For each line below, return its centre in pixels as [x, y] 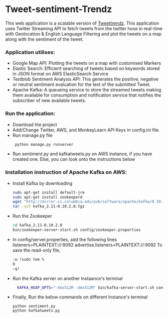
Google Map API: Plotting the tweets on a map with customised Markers [87, 63]
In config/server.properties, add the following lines [64, 239]
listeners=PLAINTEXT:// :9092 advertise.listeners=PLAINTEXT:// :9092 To [87, 245]
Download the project [35, 125]
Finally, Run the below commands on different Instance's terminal [80, 297]
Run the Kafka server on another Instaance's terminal [67, 278]
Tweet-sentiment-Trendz [59, 9]
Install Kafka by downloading [42, 183]
